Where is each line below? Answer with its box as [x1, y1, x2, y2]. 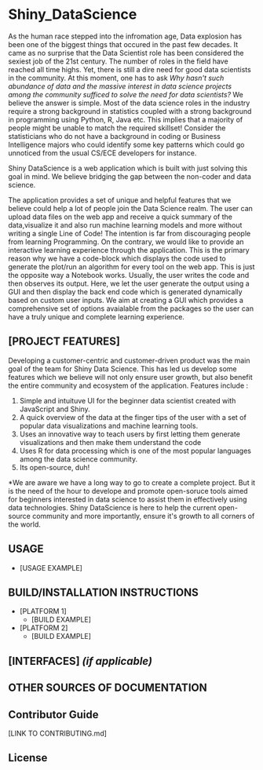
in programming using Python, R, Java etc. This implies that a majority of [8, 115, 243, 124]
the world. [8, 520, 42, 529]
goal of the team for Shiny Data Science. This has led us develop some [8, 363, 237, 374]
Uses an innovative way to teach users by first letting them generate [19, 429, 241, 439]
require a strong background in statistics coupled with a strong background [8, 106, 252, 115]
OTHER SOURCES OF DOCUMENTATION [8, 681, 207, 695]
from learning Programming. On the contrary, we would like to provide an [8, 237, 245, 246]
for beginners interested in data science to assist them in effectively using [8, 494, 247, 504]
